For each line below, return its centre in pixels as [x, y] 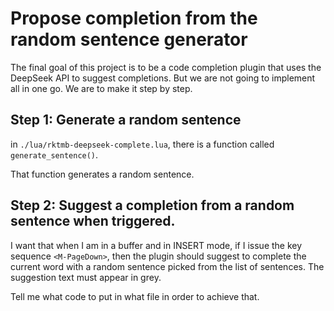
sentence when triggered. [93, 221]
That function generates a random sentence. [102, 174]
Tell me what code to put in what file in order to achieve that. [135, 296]
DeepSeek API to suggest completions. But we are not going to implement [163, 78]
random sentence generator [129, 39]
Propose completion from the [134, 18]
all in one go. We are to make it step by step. [101, 88]
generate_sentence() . [54, 154]
